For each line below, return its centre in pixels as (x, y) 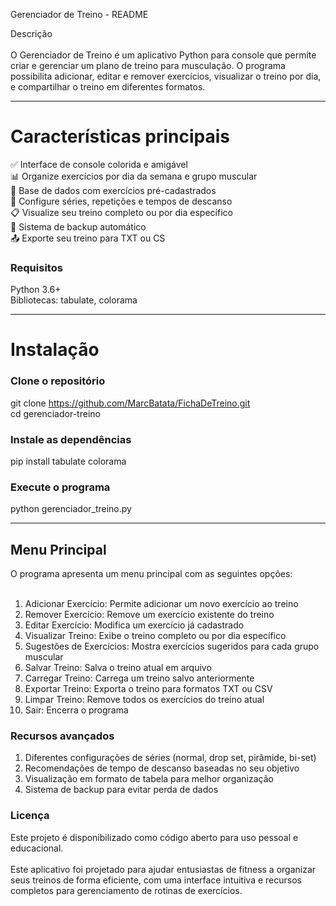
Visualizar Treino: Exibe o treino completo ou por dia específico (155, 636)
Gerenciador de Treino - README (79, 14)
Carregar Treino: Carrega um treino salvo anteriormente (139, 678)
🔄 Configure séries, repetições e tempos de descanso (121, 201)
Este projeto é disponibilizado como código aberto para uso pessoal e (154, 837)
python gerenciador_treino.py (71, 509)
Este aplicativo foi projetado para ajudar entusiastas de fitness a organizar (163, 869)
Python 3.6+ (36, 290)
